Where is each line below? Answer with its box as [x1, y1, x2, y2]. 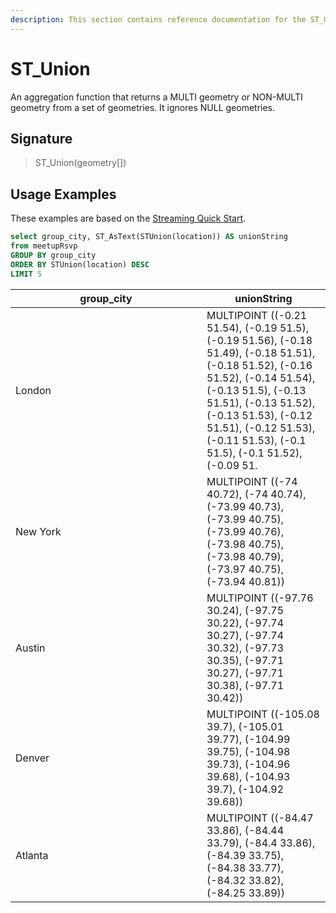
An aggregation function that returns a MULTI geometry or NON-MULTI [10, 91, 303, 103]
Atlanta [15, 848, 49, 862]
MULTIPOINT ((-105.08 [206, 707, 320, 721]
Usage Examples [10, 186, 117, 203]
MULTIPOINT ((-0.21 [206, 308, 308, 322]
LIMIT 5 [10, 269, 43, 279]
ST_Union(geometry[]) [34, 157, 127, 169]
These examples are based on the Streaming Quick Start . [10, 212, 247, 225]
